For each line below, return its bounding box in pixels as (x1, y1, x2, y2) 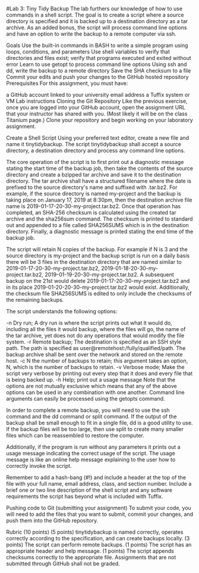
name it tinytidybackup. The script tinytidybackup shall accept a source (6, 141, 181, 147)
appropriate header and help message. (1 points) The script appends (6, 547, 174, 555)
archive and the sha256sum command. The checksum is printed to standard (6, 215, 193, 222)
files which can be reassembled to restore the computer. (6, 432, 144, 439)
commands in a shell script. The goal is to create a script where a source (6, 11, 184, 18)
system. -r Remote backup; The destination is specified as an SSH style (6, 338, 182, 345)
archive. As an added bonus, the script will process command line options (6, 24, 187, 31)
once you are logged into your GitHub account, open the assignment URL (6, 104, 186, 111)
